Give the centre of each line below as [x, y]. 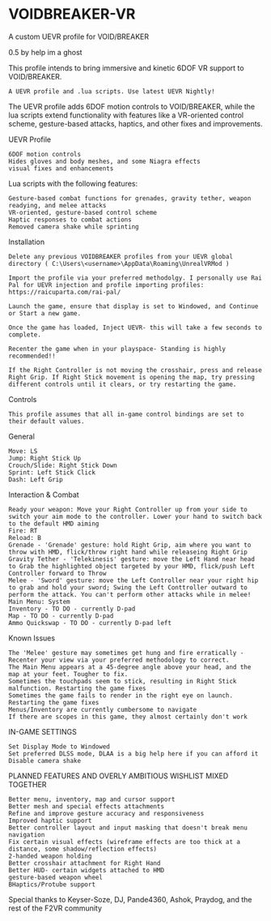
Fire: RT [23, 531]
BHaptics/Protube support [52, 885]
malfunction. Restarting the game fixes [78, 688]
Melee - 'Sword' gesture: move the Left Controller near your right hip [133, 580]
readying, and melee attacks [57, 205]
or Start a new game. [45, 313]
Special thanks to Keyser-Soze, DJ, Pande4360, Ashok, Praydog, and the [130, 899]
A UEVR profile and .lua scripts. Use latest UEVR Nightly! [112, 91]
